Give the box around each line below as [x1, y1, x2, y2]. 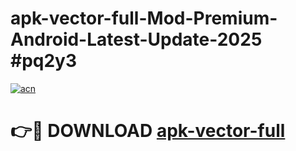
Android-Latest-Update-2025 [10, 28, 263, 51]
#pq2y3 [10, 50, 78, 72]
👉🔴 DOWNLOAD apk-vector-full [10, 120, 286, 142]
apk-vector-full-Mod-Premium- [10, 7, 278, 30]
